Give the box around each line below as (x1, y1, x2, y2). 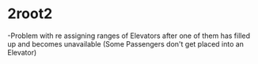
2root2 (7, 5, 53, 23)
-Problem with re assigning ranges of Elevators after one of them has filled (7, 31, 251, 40)
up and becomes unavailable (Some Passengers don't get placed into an (7, 39, 245, 48)
